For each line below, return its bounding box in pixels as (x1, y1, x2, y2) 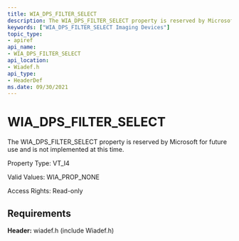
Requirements (7, 207, 71, 220)
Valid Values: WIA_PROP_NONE (7, 173, 100, 182)
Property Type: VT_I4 (7, 159, 70, 168)
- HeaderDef (7, 76, 43, 84)
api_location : (7, 57, 50, 64)
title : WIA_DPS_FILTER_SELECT (7, 10, 97, 18)
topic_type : (7, 30, 43, 38)
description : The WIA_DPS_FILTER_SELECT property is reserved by (7, 17, 205, 24)
